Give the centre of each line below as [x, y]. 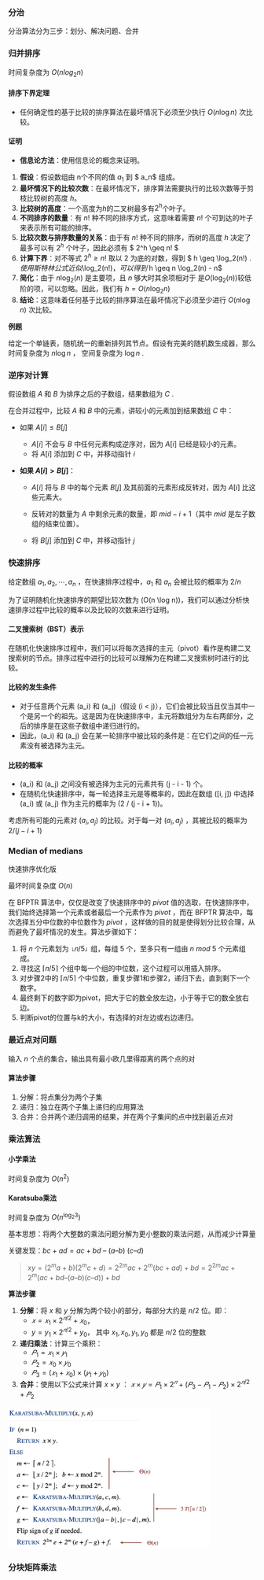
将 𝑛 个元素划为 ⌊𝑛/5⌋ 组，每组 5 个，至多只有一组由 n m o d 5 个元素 [129, 949]
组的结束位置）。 [57, 524]
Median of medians [46, 851]
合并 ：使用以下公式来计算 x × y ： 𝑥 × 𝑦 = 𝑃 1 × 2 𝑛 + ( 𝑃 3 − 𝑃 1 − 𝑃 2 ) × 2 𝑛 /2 [134, 1384]
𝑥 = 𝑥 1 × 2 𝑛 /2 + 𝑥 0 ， [62, 1321]
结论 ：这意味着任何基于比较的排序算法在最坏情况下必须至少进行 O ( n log [135, 300]
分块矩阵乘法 [33, 1567]
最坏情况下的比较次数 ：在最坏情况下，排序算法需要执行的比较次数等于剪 [136, 188]
